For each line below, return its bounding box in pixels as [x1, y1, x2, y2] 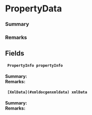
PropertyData [5, 3, 62, 14]
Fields [5, 49, 25, 57]
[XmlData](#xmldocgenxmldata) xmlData [7, 90, 88, 95]
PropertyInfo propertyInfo [7, 63, 63, 68]
